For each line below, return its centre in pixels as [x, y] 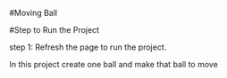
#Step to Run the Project [55, 30]
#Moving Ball [34, 13]
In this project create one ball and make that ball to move [114, 64]
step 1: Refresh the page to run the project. [88, 47]
